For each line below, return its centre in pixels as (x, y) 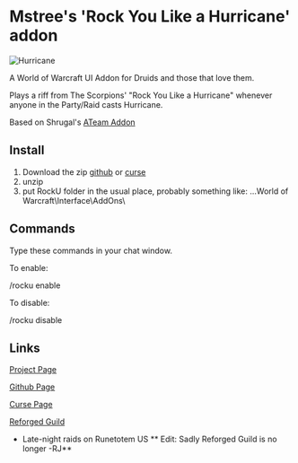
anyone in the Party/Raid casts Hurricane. (86, 104)
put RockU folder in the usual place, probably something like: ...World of (155, 191)
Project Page (33, 370)
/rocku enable (35, 285)
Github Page (32, 387)
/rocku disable (36, 319)
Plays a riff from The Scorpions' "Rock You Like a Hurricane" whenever (141, 95)
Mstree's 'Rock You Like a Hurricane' (150, 17)
